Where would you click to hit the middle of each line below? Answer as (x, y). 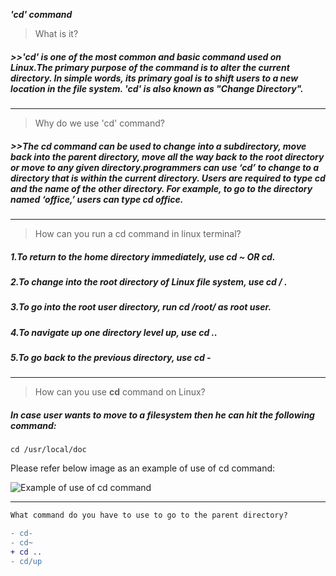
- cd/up (26, 561)
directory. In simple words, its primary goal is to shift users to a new (154, 78)
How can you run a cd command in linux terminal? (138, 233)
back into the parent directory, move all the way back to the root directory (167, 156)
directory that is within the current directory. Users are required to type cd (168, 178)
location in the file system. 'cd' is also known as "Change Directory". (157, 88)
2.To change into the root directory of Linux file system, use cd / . (149, 281)
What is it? (56, 33)
